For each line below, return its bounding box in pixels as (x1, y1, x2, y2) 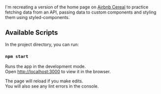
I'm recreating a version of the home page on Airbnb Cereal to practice (5, 4, 149, 10)
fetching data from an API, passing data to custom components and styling (5, 9, 157, 15)
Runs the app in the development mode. (5, 63, 86, 70)
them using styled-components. (5, 15, 70, 20)
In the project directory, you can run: (5, 41, 79, 47)
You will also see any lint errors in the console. (5, 83, 99, 89)
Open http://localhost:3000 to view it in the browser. (5, 69, 111, 75)
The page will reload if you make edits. (5, 78, 83, 84)
